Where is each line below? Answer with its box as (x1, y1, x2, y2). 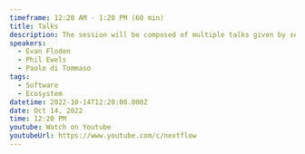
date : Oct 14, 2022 (9, 106, 84, 115)
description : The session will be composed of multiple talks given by (9, 30, 286, 39)
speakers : (9, 38, 47, 48)
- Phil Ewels (17, 55, 67, 64)
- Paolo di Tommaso (17, 64, 92, 73)
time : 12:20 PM (9, 114, 67, 123)
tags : (9, 72, 30, 82)
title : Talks (9, 22, 59, 31)
